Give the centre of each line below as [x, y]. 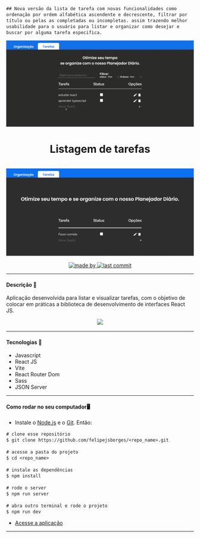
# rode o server [26, 488]
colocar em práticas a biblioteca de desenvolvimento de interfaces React [96, 305]
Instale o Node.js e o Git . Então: [53, 422]
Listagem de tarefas [100, 149]
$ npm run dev [24, 512]
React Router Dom [37, 374]
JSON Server [31, 387]
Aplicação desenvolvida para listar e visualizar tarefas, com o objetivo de [96, 298]
